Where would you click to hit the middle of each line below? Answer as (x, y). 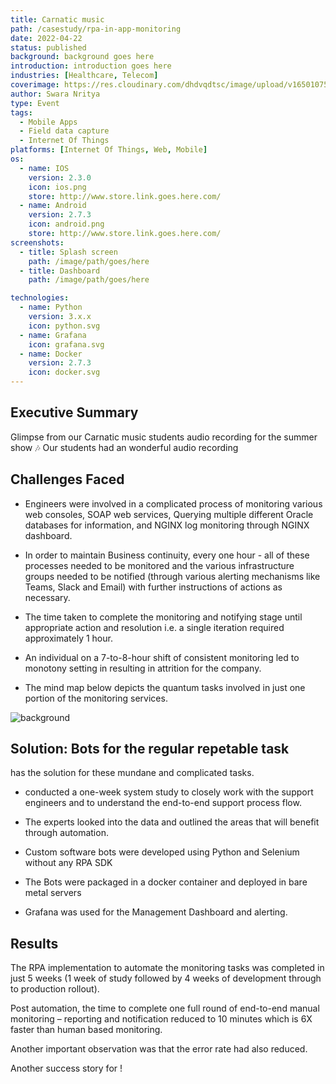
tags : (21, 112)
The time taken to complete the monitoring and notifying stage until (163, 617)
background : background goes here (82, 57)
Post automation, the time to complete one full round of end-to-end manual (165, 1008)
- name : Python (51, 307)
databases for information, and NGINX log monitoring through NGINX (167, 525)
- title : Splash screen (68, 252)
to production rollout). (55, 989)
